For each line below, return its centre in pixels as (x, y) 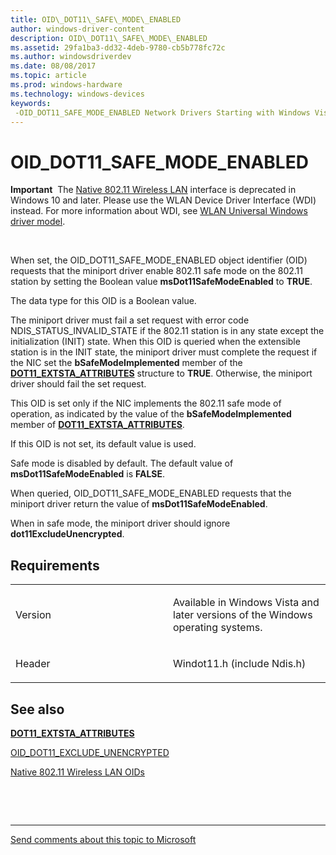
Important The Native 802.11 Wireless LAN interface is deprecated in (153, 190)
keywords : (31, 103)
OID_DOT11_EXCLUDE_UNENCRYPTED (90, 752)
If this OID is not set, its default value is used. (103, 444)
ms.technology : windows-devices (77, 94)
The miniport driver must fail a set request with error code (130, 320)
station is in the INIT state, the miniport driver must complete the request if (164, 352)
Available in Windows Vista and (246, 603)
